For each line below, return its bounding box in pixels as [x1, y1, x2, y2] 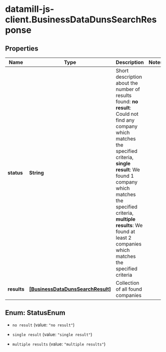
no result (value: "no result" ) [12, 322, 75, 328]
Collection [116, 280, 139, 286]
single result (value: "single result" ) [12, 331, 92, 337]
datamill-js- [5, 3, 54, 15]
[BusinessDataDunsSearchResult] [29, 286, 111, 293]
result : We [116, 166, 140, 173]
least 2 [116, 234, 132, 241]
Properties [5, 44, 39, 52]
